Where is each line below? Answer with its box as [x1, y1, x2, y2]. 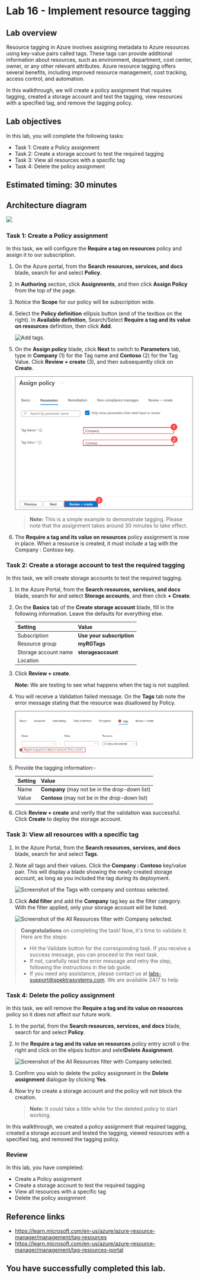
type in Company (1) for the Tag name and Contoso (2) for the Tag [14, 352, 178, 359]
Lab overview [6, 28, 57, 38]
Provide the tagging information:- [14, 764, 97, 771]
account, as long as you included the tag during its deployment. [14, 874, 171, 881]
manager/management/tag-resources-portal [14, 1246, 124, 1253]
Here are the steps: [20, 933, 68, 940]
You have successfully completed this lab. [6, 1264, 166, 1274]
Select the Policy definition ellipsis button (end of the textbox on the [14, 310, 182, 317]
